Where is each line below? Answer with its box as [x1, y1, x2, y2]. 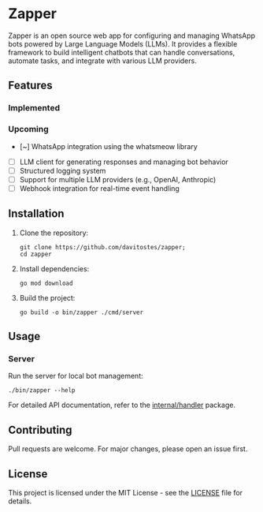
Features [8, 79, 53, 92]
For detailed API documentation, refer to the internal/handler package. [8, 400, 236, 410]
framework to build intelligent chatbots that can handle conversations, [8, 47, 235, 57]
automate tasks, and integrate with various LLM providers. [8, 56, 197, 65]
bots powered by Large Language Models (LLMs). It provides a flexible [8, 39, 238, 48]
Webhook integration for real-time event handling [19, 183, 180, 193]
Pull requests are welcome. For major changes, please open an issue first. [8, 444, 248, 454]
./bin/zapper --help [8, 387, 76, 394]
